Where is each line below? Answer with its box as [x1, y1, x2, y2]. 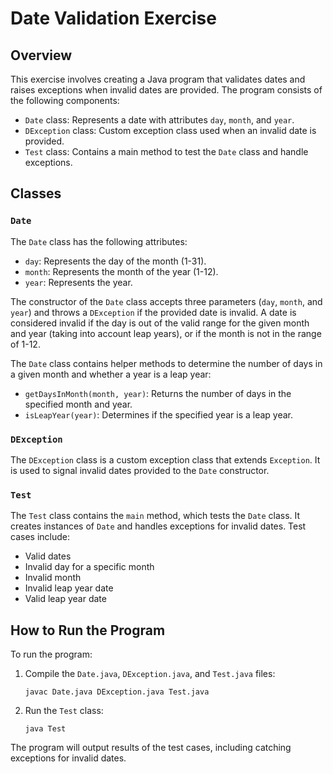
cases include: [10, 531, 70, 543]
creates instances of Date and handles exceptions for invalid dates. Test [10, 520, 307, 532]
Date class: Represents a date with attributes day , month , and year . [24, 114, 295, 126]
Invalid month [24, 572, 82, 584]
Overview [10, 47, 73, 64]
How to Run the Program [10, 622, 166, 639]
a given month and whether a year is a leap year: [10, 368, 212, 380]
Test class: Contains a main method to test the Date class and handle [24, 146, 309, 157]
